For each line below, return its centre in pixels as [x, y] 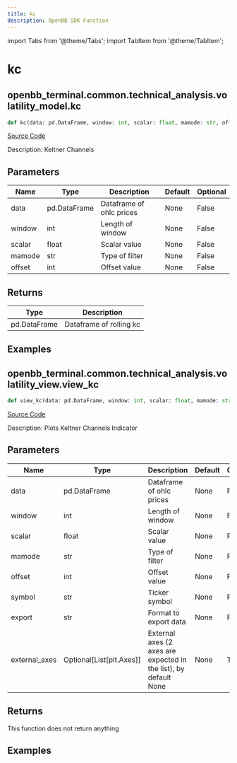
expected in [167, 660]
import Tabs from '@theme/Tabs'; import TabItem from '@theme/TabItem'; [116, 40]
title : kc [22, 14]
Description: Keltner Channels [51, 150]
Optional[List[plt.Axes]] [102, 660]
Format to [164, 612]
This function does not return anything [63, 728]
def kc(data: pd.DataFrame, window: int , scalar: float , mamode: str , [113, 122]
